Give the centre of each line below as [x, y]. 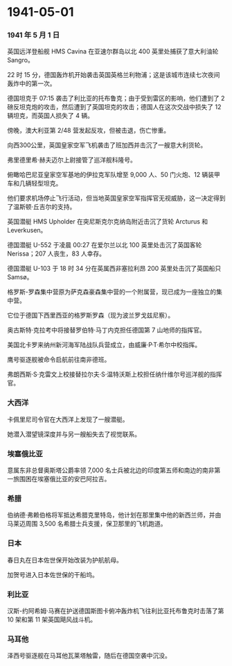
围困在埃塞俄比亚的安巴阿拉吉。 [65, 479]
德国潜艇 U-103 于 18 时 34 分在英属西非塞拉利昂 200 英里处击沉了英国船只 [114, 269]
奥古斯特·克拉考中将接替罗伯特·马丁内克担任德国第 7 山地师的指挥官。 [106, 330]
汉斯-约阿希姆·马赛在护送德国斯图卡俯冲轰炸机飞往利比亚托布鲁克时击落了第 [116, 610]
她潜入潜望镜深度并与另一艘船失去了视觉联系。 [74, 434]
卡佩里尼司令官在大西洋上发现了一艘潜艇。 [68, 419]
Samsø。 [20, 277]
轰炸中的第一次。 [32, 83]
